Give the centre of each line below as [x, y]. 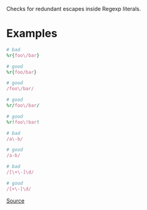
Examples [32, 34]
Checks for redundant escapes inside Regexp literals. [74, 9]
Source [15, 200]
